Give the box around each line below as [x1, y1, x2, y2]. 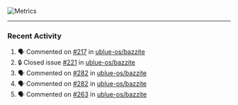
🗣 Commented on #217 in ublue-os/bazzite [17, 48, 145, 56]
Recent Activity [7, 31, 62, 40]
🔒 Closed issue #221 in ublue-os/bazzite [17, 58, 136, 67]
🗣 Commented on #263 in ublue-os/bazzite [17, 90, 147, 99]
